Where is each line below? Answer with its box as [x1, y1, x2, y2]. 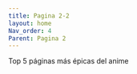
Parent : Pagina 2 [8, 34, 66, 43]
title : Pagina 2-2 [8, 11, 70, 20]
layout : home [8, 19, 52, 27]
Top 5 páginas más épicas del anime [8, 56, 130, 66]
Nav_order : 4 [8, 27, 52, 35]
